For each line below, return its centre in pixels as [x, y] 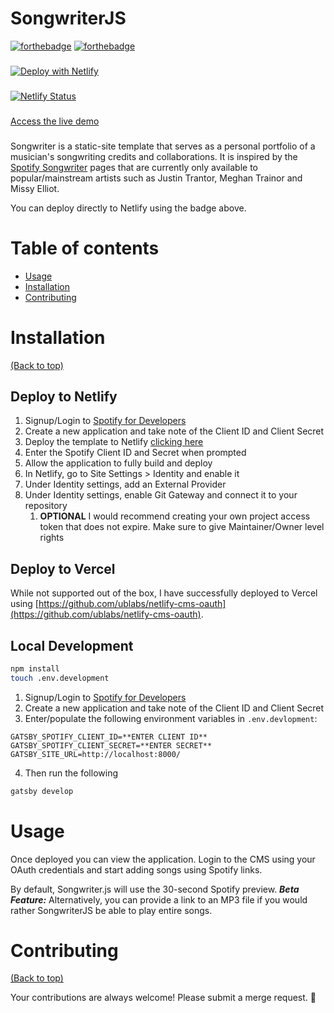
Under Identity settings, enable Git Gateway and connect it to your [161, 495]
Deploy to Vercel [63, 568]
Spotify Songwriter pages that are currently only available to [134, 167]
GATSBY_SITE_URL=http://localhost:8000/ [96, 754]
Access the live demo [55, 121]
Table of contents [85, 248]
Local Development [72, 645]
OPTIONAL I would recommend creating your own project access [175, 516]
